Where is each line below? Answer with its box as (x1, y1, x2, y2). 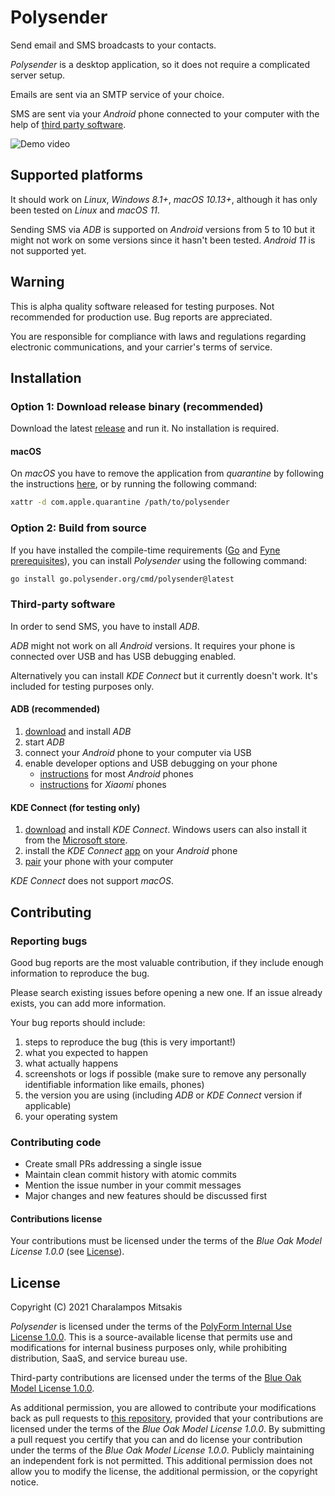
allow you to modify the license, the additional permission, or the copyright (10, 1466, 318, 1478)
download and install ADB (24, 726, 132, 737)
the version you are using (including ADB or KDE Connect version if (24, 1089, 303, 1101)
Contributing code (10, 1135, 102, 1149)
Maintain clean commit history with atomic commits (24, 1169, 237, 1181)
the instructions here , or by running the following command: (10, 478, 258, 490)
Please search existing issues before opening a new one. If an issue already (10, 986, 323, 998)
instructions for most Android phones (39, 768, 194, 780)
